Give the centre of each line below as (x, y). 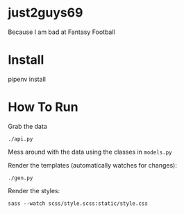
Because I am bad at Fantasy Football (61, 32)
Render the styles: (34, 190)
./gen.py (20, 178)
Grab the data (27, 126)
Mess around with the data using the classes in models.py (90, 152)
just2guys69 (45, 13)
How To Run (43, 107)
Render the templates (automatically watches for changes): (93, 165)
